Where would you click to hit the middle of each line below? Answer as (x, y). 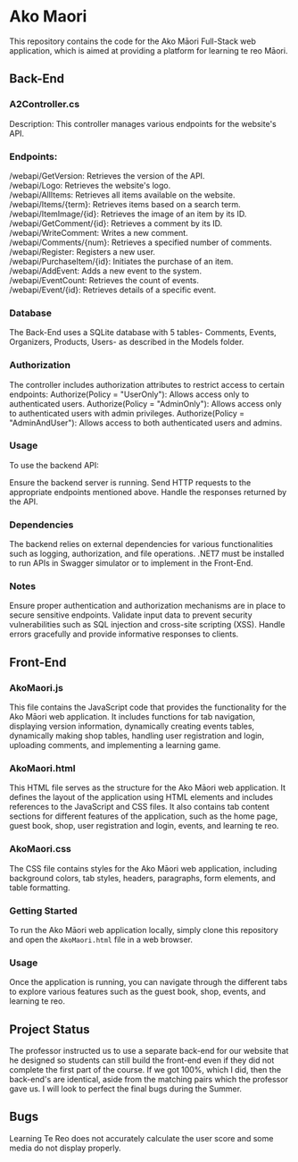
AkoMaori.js (37, 687)
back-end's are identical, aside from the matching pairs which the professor (149, 1080)
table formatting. (40, 888)
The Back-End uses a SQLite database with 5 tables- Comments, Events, (143, 333)
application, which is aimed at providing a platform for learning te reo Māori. (149, 50)
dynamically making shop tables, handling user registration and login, (137, 736)
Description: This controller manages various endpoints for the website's (143, 123)
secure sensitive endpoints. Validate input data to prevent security (131, 615)
